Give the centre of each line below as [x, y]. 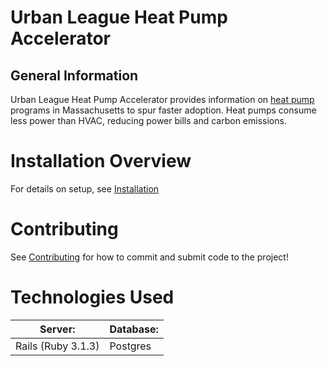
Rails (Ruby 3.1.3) [57, 346]
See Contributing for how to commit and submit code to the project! [149, 257]
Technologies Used [92, 297]
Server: [57, 329]
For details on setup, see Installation [85, 188]
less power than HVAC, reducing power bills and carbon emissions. [148, 120]
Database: [134, 329]
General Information [74, 75]
